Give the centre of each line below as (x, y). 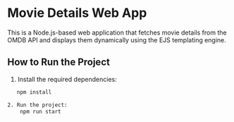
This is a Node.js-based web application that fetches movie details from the (117, 32)
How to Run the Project (59, 62)
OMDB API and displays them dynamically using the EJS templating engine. (117, 39)
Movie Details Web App (77, 13)
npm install (34, 92)
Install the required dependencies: (67, 79)
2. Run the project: (38, 105)
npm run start (41, 111)
